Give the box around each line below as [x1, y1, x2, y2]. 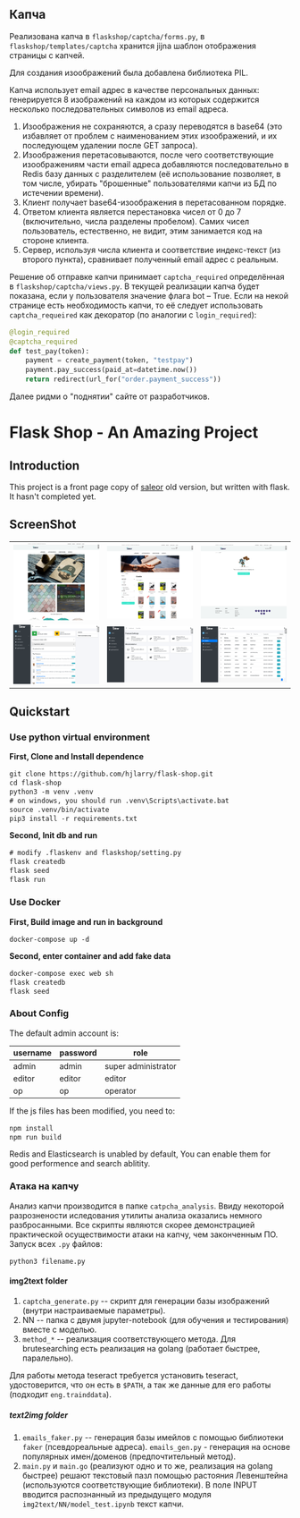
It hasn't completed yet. [9, 491, 96, 502]
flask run [9, 876, 46, 885]
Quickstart [9, 704, 71, 719]
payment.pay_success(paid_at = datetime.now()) [25, 366, 198, 375]
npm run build [9, 1132, 62, 1141]
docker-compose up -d [9, 935, 90, 944]
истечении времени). [21, 187, 104, 198]
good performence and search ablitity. [9, 1158, 151, 1168]
